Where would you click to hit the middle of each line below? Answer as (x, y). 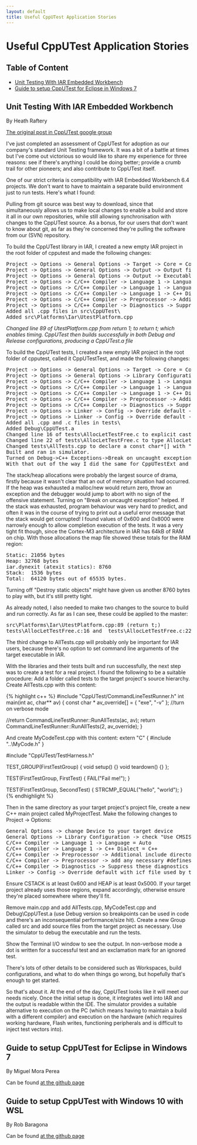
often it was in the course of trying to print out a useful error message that (96, 513)
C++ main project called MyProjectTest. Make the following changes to (92, 814)
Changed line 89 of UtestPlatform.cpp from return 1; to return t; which (90, 328)
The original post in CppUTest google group (59, 132)
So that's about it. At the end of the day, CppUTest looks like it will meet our (97, 992)
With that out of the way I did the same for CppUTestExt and (97, 464)
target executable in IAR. (36, 655)
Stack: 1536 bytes (34, 573)
